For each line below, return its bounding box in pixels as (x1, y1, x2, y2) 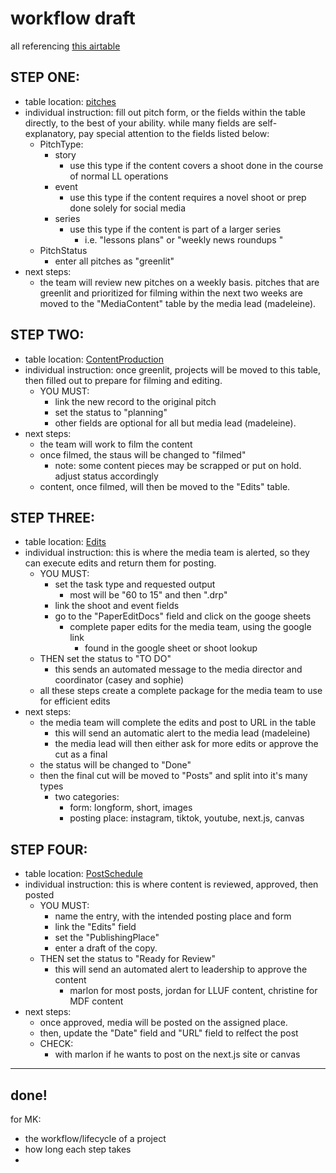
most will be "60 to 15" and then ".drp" (69, 589, 228, 601)
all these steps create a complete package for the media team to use (39, 685, 323, 697)
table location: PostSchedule (24, 868, 143, 880)
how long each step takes (24, 1143, 132, 1155)
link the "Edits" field (54, 921, 137, 933)
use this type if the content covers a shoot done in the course (69, 159, 324, 171)
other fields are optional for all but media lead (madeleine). (54, 417, 297, 429)
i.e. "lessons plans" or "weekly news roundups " (84, 233, 284, 246)
